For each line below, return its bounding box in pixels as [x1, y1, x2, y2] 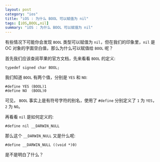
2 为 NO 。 [5, 104, 23, 109]
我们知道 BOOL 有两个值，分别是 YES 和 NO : [5, 74, 88, 80]
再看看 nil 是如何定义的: [5, 114, 54, 120]
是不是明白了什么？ [5, 152, 44, 158]
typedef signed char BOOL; [5, 65, 60, 71]
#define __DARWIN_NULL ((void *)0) [5, 143, 77, 147]
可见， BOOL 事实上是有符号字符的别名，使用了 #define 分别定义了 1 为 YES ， [5, 98, 157, 104]
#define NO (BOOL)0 [5, 89, 47, 93]
